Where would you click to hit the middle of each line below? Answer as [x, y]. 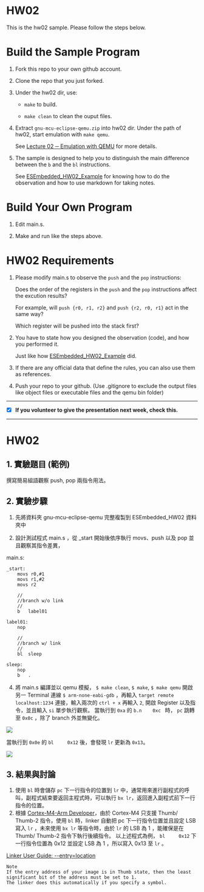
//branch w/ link [39, 643]
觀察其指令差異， [42, 545]
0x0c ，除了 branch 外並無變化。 [63, 718]
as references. [33, 374]
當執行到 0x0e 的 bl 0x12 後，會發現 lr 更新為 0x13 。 [77, 742]
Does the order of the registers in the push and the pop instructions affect [106, 289]
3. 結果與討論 [31, 775]
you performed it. [37, 344]
